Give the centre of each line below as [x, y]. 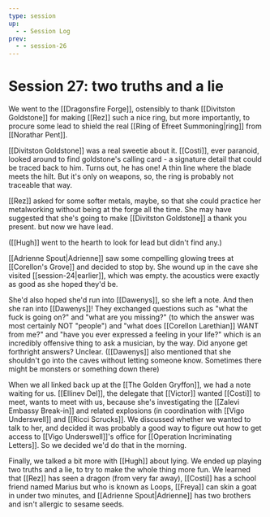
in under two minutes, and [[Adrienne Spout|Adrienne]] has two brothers [130, 496]
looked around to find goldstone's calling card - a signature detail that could [135, 159]
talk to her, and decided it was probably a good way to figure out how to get [135, 428]
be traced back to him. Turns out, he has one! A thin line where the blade [130, 168]
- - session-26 [41, 46]
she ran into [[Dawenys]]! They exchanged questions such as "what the [128, 309]
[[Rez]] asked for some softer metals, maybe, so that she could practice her [135, 201]
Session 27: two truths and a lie [116, 87]
